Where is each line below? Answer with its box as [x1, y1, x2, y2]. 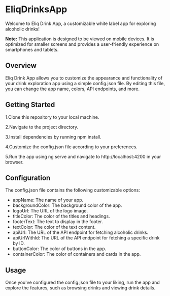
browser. [5, 159, 24, 165]
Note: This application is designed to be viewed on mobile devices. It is [5, 36, 155, 42]
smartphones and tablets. [5, 46, 59, 52]
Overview [5, 61, 37, 70]
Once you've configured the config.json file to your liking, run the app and [5, 279, 160, 286]
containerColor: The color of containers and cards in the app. [12, 251, 141, 257]
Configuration [5, 173, 51, 182]
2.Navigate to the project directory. [5, 124, 79, 130]
